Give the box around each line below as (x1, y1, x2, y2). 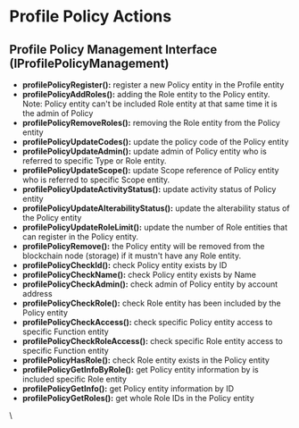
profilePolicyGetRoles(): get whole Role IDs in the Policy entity (21, 393, 254, 403)
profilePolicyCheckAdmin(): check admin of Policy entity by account (21, 279, 278, 290)
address (21, 289, 53, 298)
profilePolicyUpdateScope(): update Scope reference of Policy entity (21, 165, 279, 175)
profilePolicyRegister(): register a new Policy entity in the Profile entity (21, 80, 285, 90)
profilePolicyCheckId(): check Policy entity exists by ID (21, 260, 228, 270)
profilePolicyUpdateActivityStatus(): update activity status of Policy (21, 184, 277, 194)
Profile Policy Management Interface (9, 42, 218, 57)
